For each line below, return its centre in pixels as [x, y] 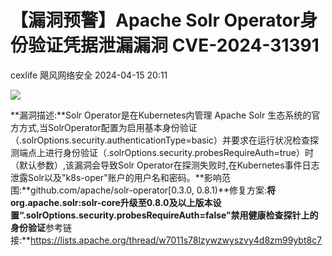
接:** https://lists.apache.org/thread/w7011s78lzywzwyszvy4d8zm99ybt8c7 [166, 240]
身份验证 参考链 [41, 227]
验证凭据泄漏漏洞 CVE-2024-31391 [174, 45]
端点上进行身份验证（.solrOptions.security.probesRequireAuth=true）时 [166, 152]
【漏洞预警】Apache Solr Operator [155, 20]
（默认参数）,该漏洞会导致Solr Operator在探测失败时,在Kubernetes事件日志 [165, 165]
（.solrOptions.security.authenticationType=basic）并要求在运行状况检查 [160, 140]
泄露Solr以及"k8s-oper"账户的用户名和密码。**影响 [116, 177]
